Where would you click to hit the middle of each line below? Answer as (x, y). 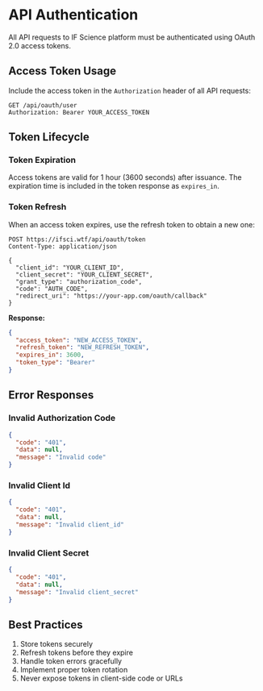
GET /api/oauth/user (43, 105)
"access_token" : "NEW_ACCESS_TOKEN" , (79, 340)
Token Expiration (42, 160)
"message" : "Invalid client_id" (70, 524)
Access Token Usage (63, 71)
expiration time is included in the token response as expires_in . (114, 186)
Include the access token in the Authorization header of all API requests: (130, 90)
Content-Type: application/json (63, 246)
